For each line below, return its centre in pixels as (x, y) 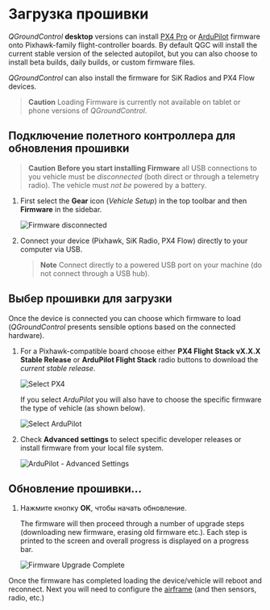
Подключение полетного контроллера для (122, 136)
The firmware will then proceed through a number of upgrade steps (132, 524)
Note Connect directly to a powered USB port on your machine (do (151, 265)
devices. (23, 86)
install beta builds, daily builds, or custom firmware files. (102, 62)
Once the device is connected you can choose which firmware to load (125, 318)
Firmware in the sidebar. (61, 209)
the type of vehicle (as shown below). (83, 407)
